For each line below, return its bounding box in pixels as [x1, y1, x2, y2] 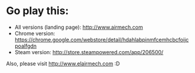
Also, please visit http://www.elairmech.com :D [6, 60, 120, 67]
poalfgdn [14, 42, 37, 49]
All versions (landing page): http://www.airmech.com [14, 24, 143, 31]
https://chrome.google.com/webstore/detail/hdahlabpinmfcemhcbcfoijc [14, 36, 189, 43]
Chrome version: [14, 29, 55, 36]
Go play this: [6, 4, 69, 18]
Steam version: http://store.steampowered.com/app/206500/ [14, 48, 164, 55]
